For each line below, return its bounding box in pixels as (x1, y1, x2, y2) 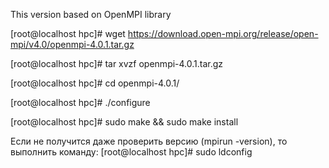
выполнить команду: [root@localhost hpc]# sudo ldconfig (10, 146, 253, 158)
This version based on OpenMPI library (10, 9, 172, 20)
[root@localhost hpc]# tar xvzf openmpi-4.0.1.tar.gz (10, 58, 224, 69)
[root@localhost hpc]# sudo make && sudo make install (10, 116, 239, 128)
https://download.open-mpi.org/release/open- (127, 28, 319, 39)
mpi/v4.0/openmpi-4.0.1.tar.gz (10, 39, 135, 50)
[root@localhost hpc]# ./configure (10, 97, 151, 108)
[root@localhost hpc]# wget (10, 28, 126, 39)
